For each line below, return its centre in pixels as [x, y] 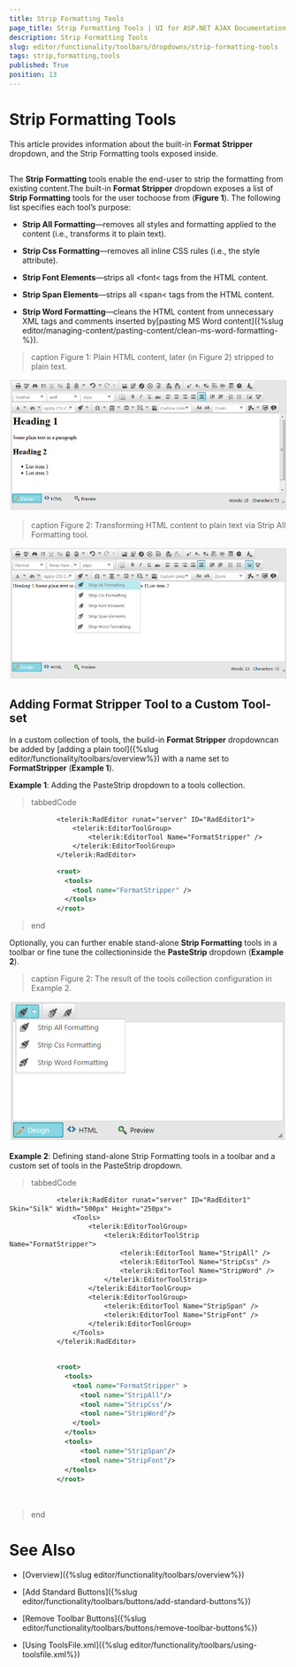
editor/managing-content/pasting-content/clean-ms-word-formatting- [150, 331]
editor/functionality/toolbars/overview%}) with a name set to [119, 758]
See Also [42, 1551]
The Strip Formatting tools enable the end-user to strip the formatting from [146, 179]
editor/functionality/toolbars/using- [194, 1645]
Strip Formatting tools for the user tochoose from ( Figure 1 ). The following [145, 198]
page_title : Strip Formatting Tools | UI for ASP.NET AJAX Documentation [148, 28]
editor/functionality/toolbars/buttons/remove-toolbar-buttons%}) [140, 1628]
